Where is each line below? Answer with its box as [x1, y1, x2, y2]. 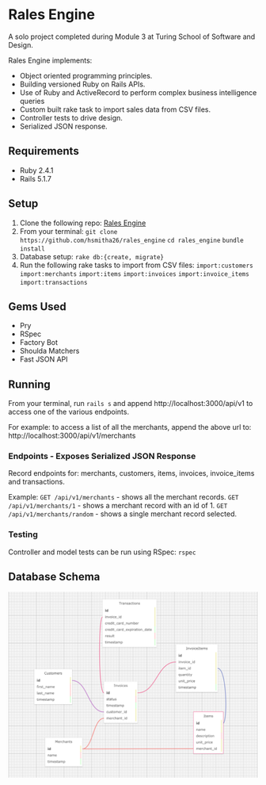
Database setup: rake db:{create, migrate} [19, 251, 165, 261]
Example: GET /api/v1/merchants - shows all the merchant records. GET [8, 492, 239, 502]
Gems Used [8, 300, 67, 313]
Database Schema [8, 570, 101, 584]
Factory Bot [19, 338, 58, 347]
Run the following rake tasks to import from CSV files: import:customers [19, 260, 253, 270]
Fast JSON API [19, 354, 69, 364]
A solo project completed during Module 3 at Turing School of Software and [8, 32, 256, 41]
